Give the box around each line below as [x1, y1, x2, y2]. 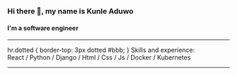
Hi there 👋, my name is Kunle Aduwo [7, 6, 134, 16]
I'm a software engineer [7, 24, 79, 32]
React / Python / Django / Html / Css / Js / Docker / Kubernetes [7, 53, 191, 62]
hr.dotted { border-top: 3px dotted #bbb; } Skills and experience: [7, 46, 195, 55]
